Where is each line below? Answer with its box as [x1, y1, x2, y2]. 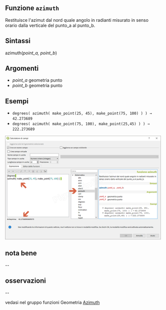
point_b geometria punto [12, 83, 63, 89]
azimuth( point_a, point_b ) [5, 50, 57, 56]
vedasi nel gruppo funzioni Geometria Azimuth [5, 299, 100, 305]
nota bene [5, 249, 37, 258]
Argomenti [5, 64, 39, 73]
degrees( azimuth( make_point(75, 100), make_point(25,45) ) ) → [12, 121, 150, 127]
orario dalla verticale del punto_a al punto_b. [5, 22, 95, 28]
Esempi [5, 97, 29, 105]
